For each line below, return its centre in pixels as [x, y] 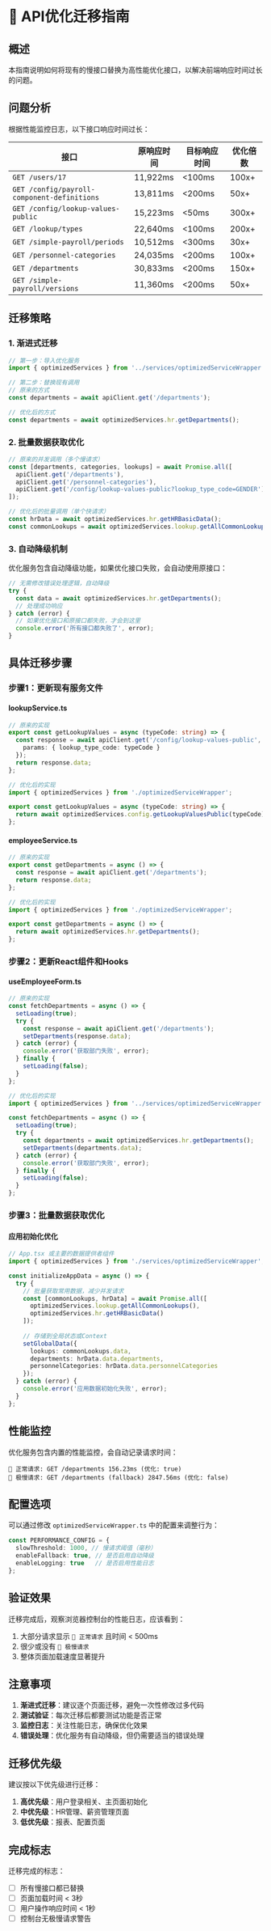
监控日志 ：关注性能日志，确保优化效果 [83, 1726]
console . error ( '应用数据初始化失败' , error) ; [95, 1389]
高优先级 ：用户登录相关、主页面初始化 [83, 1802]
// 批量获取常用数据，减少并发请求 [73, 1291]
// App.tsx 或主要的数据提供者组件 [61, 1254]
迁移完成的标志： [37, 1870]
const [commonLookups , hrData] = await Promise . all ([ [115, 1298]
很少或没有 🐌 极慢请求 [54, 1646]
